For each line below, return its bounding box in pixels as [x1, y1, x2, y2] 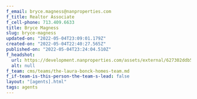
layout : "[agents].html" [6, 79, 67, 85]
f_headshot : [6, 52, 35, 58]
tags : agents [6, 84, 38, 90]
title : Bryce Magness [6, 24, 59, 31]
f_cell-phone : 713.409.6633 [6, 19, 75, 25]
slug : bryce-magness [6, 30, 57, 36]
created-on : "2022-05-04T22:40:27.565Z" [6, 41, 107, 47]
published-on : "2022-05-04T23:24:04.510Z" [6, 47, 111, 52]
